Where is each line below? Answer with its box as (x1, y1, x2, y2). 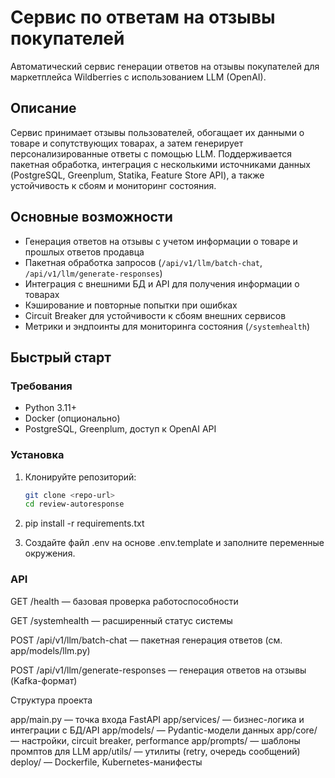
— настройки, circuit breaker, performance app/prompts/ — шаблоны (10, 734, 301, 746)
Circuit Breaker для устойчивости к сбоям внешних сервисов (24, 309, 287, 321)
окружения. (24, 547, 76, 560)
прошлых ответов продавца (24, 246, 145, 258)
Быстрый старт (10, 349, 112, 366)
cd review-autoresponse (24, 499, 125, 510)
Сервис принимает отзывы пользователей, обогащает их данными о (10, 126, 305, 138)
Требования (10, 379, 73, 393)
